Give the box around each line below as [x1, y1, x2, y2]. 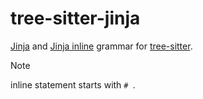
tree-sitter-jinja [10, 7, 141, 30]
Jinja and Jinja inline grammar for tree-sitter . [10, 40, 193, 52]
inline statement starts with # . [10, 78, 136, 91]
